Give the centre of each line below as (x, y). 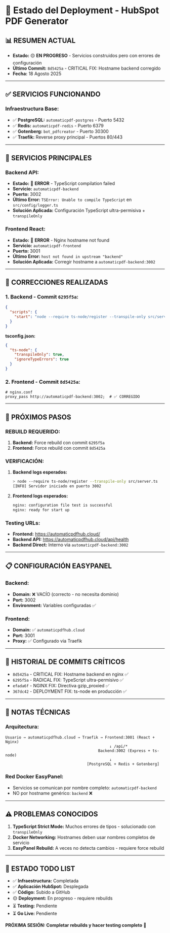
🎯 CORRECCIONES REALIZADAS (57, 282)
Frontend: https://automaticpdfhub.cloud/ (56, 534)
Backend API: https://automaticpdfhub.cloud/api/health (71, 540)
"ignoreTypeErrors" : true (42, 359)
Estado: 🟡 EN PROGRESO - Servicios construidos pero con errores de (86, 56)
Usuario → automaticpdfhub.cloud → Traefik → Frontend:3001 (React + (80, 737)
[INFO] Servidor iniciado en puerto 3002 (57, 486)
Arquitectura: (22, 727)
